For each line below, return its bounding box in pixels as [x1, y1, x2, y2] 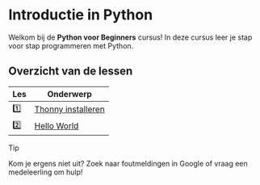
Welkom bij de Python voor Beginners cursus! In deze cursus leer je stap [8, 32, 253, 42]
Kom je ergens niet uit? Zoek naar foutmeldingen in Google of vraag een [8, 158, 248, 168]
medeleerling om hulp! [8, 167, 83, 177]
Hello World [34, 120, 79, 132]
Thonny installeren [34, 103, 105, 115]
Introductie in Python [8, 6, 153, 24]
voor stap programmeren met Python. [8, 40, 134, 50]
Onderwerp [47, 88, 93, 99]
